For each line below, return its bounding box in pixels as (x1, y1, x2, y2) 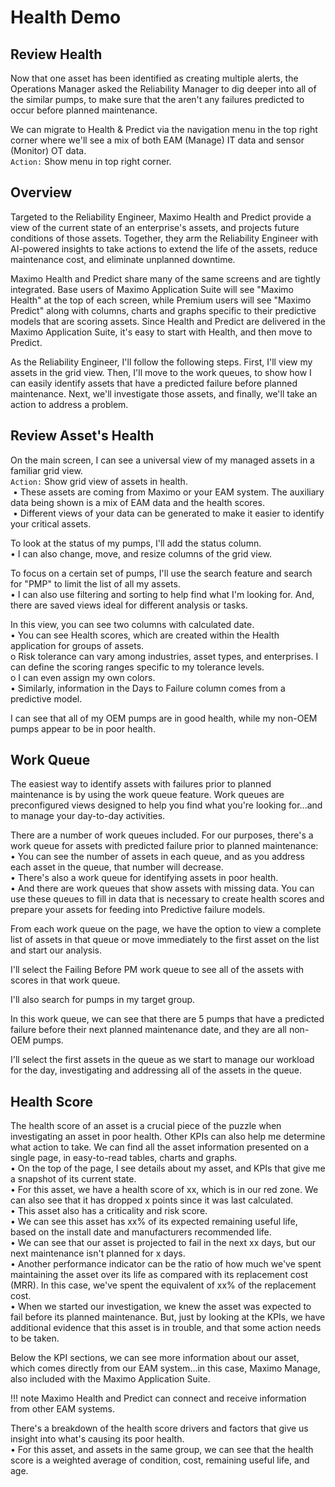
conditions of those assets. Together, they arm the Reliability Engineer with (10, 232, 319, 244)
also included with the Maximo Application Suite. (10, 1373, 211, 1385)
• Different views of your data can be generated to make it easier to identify (12, 507, 325, 519)
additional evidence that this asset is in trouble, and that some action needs (10, 1322, 322, 1334)
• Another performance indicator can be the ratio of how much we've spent (10, 1258, 322, 1270)
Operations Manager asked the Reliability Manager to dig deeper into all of (10, 83, 317, 95)
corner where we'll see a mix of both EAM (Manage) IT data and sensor (10, 134, 305, 146)
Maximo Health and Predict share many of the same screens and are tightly (10, 272, 321, 285)
